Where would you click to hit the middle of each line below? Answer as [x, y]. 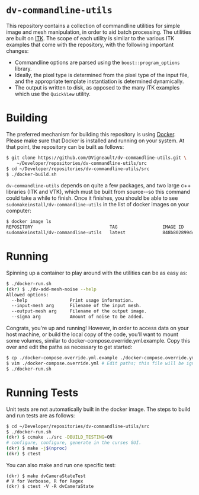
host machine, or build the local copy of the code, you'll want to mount [92, 334]
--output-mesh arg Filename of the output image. [79, 311]
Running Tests [42, 392]
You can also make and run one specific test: [61, 465]
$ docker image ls [29, 222]
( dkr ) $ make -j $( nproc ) [37, 448]
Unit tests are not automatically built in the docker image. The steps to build [98, 409]
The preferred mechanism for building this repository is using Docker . [91, 134]
